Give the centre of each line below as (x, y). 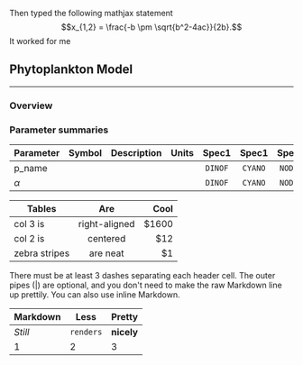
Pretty (124, 317)
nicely (124, 333)
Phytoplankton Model (71, 70)
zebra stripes (42, 253)
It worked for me (40, 41)
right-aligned (106, 224)
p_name (31, 169)
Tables (41, 209)
